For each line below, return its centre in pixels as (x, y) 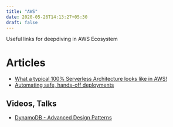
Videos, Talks (31, 103)
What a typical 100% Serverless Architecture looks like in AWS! (91, 79)
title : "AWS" (22, 11)
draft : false (22, 22)
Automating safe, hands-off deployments (64, 85)
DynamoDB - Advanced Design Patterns (63, 118)
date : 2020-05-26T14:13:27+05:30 (47, 17)
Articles (26, 63)
